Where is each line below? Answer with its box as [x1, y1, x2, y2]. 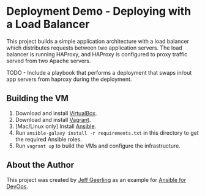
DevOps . [6, 183, 29, 190]
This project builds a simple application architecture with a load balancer [6, 37, 190, 45]
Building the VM [6, 93, 69, 104]
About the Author [6, 160, 75, 170]
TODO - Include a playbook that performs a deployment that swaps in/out [6, 69, 192, 76]
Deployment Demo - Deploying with [6, 4, 192, 18]
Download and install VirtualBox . [15, 109, 97, 117]
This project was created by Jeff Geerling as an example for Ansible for [6, 176, 187, 183]
